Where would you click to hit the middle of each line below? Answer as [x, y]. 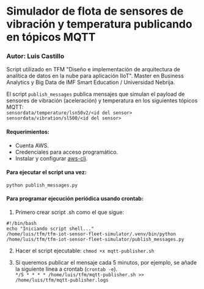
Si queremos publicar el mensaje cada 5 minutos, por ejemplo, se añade [106, 263]
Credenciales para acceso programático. [66, 152]
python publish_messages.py [42, 185]
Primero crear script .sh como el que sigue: [69, 212]
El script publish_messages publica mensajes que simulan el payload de [96, 94]
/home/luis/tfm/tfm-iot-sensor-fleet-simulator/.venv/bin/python [91, 234]
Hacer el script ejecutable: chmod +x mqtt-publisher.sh [85, 251]
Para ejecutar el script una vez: [46, 173]
